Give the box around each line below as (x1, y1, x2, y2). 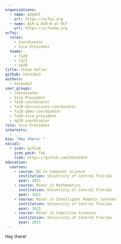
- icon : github (9, 146, 41, 151)
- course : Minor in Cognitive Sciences (14, 211, 97, 216)
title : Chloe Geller (5, 68, 48, 73)
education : (5, 160, 28, 164)
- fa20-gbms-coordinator (9, 109, 61, 114)
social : (5, 141, 21, 147)
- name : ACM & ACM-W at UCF (9, 21, 68, 26)
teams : (9, 49, 23, 54)
